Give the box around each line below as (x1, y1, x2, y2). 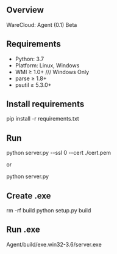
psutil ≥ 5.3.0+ (15, 81, 52, 88)
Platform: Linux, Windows (15, 61, 80, 69)
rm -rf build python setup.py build (6, 207, 91, 214)
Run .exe (6, 225, 41, 235)
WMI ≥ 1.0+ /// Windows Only (15, 68, 90, 75)
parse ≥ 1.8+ (15, 75, 47, 82)
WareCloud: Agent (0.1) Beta (6, 21, 77, 28)
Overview (6, 5, 44, 15)
